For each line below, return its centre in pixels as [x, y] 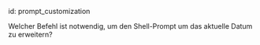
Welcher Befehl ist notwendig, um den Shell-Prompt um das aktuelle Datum [130, 26]
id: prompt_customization [49, 11]
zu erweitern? [30, 35]
